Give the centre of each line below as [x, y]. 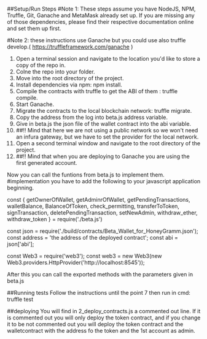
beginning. [21, 188]
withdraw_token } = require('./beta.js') [55, 219]
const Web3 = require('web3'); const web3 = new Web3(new [84, 256]
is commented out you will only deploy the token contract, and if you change [104, 318]
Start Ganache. [35, 104]
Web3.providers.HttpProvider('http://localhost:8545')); [76, 262]
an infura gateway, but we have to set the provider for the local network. [107, 137]
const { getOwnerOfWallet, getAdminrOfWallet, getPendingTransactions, [99, 200]
